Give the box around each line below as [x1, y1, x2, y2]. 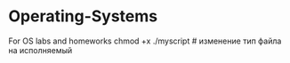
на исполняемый [8, 44, 73, 55]
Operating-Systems [8, 6, 158, 27]
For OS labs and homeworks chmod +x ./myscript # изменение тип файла [8, 35, 282, 46]
